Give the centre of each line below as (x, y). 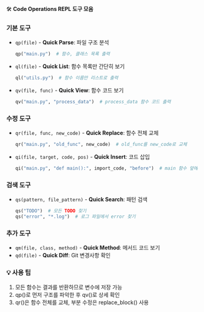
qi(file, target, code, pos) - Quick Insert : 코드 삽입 (82, 157)
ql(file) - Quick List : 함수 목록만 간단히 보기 (70, 66)
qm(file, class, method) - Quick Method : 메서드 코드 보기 (87, 248)
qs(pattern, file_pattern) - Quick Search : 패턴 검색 (81, 199)
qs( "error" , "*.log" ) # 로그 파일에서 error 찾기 (75, 217)
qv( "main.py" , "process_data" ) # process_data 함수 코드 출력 (93, 102)
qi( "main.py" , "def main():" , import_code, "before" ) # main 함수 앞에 (107, 168)
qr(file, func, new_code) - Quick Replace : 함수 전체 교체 (87, 133)
